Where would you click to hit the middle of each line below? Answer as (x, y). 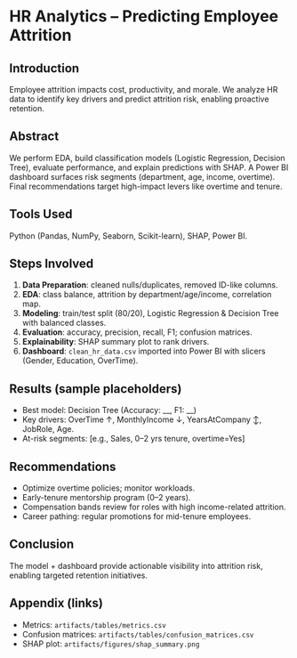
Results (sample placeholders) (96, 389)
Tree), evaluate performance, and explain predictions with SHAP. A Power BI (149, 167)
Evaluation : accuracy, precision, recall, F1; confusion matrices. (137, 332)
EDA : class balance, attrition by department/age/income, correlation (147, 295)
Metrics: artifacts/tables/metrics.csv (94, 624)
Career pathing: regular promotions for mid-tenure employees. (136, 516)
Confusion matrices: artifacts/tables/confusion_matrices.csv (138, 634)
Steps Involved (52, 264)
